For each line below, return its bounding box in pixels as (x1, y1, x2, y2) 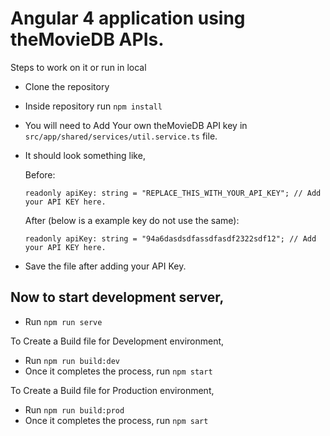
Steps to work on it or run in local (10, 61, 147, 73)
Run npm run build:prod (24, 403, 125, 416)
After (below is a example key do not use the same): (24, 214, 240, 226)
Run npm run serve (24, 315, 103, 327)
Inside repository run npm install (24, 100, 163, 112)
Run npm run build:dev (24, 354, 120, 366)
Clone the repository (24, 80, 110, 92)
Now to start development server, (10, 289, 225, 306)
